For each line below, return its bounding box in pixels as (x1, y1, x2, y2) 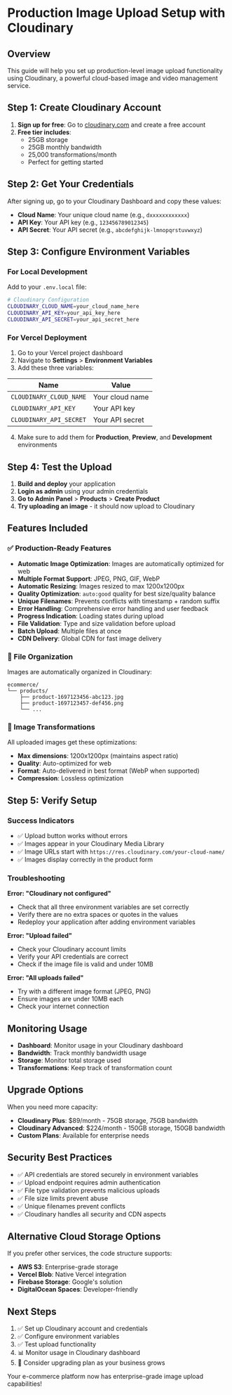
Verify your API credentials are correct (17, 953, 128, 961)
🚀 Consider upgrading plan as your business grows (17, 1358, 165, 1367)
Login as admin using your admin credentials (17, 487, 149, 495)
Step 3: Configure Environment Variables (7, 246, 191, 258)
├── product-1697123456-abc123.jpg (20, 693, 124, 700)
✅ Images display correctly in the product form (17, 855, 153, 863)
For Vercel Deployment (7, 333, 88, 342)
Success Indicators (7, 816, 75, 825)
